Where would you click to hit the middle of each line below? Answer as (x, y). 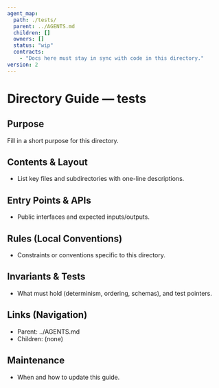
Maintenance (36, 361)
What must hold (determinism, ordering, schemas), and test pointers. (115, 293)
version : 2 (23, 65)
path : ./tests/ (35, 20)
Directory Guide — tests (77, 99)
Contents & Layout (47, 162)
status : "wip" (33, 45)
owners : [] (29, 39)
